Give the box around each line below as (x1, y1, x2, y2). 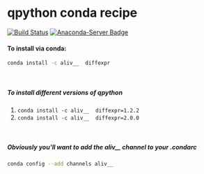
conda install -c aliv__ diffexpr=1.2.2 (17, 107, 139, 114)
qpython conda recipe (7, 5, 138, 21)
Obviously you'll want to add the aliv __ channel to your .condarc (7, 143, 197, 151)
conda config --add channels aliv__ (7, 160, 113, 167)
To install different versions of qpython (7, 88, 123, 96)
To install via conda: (7, 44, 67, 52)
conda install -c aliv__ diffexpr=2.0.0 (17, 114, 139, 122)
